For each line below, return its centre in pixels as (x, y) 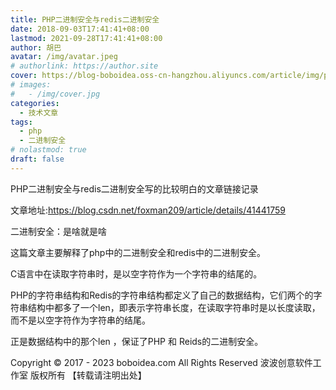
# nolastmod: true (48, 150)
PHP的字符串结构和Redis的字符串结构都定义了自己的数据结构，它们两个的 (162, 295)
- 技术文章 (39, 112)
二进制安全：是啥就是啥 (58, 231)
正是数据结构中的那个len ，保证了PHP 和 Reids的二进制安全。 (137, 341)
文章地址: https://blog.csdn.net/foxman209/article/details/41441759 (148, 210)
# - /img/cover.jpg (55, 94)
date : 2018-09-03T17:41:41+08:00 (80, 29)
